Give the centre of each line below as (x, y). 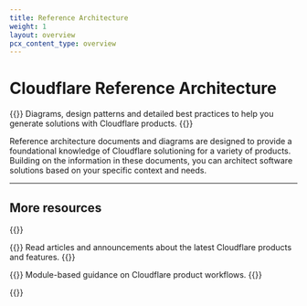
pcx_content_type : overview (63, 43)
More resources (56, 208)
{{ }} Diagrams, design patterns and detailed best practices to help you (142, 114)
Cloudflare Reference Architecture (143, 89)
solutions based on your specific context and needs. (108, 171)
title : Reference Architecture (69, 18)
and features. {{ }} (42, 257)
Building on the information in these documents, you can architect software (151, 161)
